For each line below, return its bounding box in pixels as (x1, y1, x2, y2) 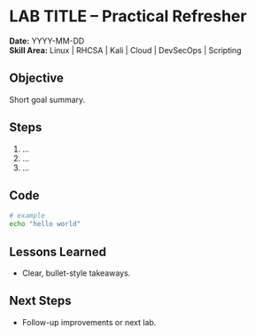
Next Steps (9, 293, 72, 309)
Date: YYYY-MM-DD (9, 35, 85, 46)
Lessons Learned (9, 244, 106, 259)
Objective (9, 71, 65, 86)
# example (9, 211, 46, 221)
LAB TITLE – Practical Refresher (9, 6, 247, 27)
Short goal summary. (9, 94, 86, 105)
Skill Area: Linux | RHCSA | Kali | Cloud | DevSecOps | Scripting (9, 44, 242, 55)
